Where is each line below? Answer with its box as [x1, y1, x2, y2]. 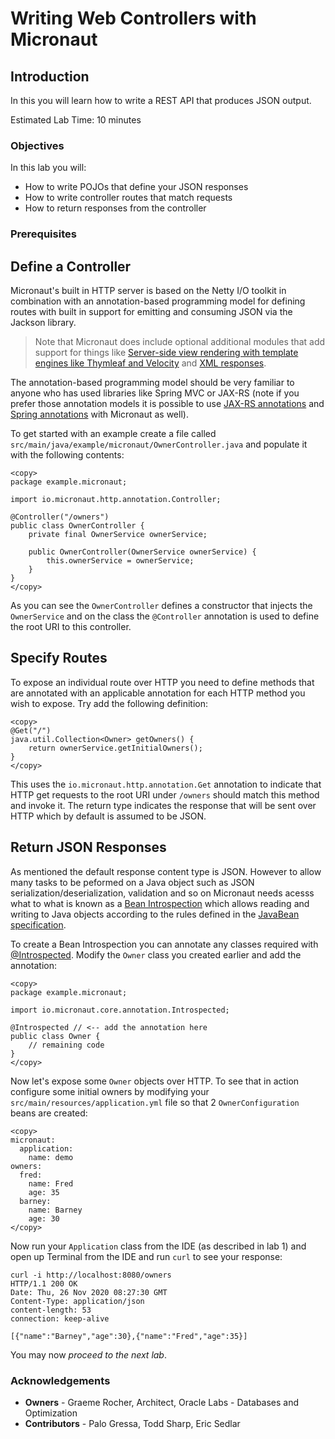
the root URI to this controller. [10, 621, 132, 633]
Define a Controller [10, 258, 132, 275]
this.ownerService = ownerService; [46, 556, 195, 566]
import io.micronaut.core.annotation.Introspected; [10, 1005, 230, 1015]
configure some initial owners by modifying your [10, 1085, 210, 1097]
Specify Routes [10, 650, 108, 667]
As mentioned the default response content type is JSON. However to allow [10, 865, 322, 877]
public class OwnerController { [10, 521, 145, 531]
